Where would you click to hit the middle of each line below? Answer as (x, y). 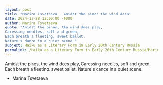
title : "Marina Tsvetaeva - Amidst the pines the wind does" (68, 14)
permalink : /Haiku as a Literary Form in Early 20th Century (68, 50)
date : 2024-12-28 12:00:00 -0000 (39, 18)
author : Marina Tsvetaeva (31, 23)
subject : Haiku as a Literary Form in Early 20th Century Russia (72, 45)
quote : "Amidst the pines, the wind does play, (54, 28)
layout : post (18, 9)
